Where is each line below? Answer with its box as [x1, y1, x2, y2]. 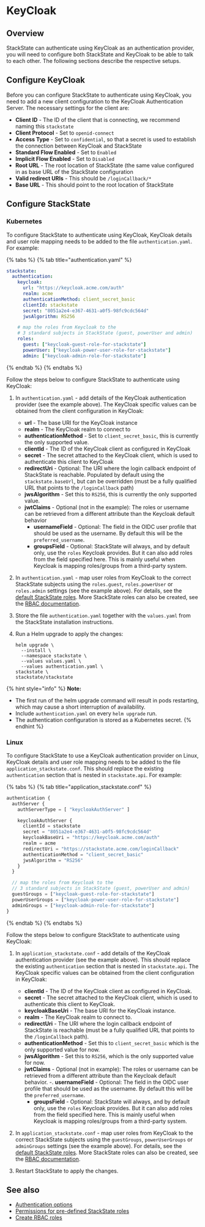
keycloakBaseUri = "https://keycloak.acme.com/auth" [22, 835, 160, 841]
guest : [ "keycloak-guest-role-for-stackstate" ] [22, 341, 147, 348]
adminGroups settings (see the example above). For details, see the [15, 1142, 182, 1149]
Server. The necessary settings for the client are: [6, 104, 130, 111]
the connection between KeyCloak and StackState [15, 142, 142, 149]
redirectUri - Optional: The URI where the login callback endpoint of [24, 464, 196, 472]
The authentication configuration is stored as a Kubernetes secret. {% [15, 716, 192, 723]
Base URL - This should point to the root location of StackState [15, 181, 174, 188]
